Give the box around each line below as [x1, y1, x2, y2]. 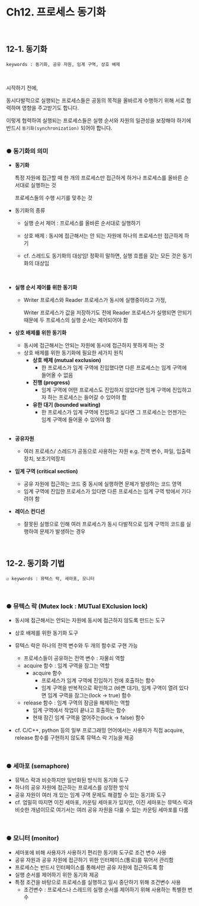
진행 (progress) [32, 379, 70, 386]
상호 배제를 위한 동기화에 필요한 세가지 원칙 [23, 349, 123, 357]
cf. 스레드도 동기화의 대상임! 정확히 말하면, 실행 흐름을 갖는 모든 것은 [23, 252, 182, 259]
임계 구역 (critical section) [14, 468, 78, 475]
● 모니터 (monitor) [6, 834, 59, 842]
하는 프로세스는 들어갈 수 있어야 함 [47, 394, 127, 401]
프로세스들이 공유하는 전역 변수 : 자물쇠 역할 [23, 655, 125, 662]
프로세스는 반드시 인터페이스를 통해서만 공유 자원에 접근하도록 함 [14, 863, 164, 871]
